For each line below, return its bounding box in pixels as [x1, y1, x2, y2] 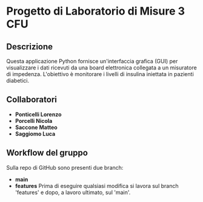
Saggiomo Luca [15, 130, 56, 138]
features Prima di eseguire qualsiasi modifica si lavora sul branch [15, 182, 179, 189]
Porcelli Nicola [15, 117, 53, 124]
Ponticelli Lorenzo [15, 111, 62, 118]
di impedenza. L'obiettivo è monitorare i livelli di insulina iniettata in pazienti [6, 71, 194, 77]
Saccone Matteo [15, 124, 58, 131]
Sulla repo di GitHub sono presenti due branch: [6, 164, 124, 171]
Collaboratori [6, 94, 58, 105]
